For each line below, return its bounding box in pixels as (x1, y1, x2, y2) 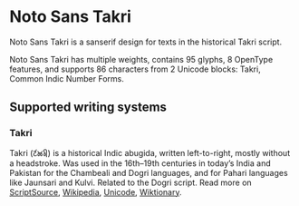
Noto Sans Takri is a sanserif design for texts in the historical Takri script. (9, 36, 283, 47)
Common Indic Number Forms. (9, 73, 124, 83)
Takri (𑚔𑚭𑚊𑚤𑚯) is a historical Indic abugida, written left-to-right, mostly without (9, 147, 291, 158)
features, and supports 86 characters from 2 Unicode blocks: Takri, (9, 64, 261, 74)
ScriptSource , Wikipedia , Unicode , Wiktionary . (9, 186, 182, 197)
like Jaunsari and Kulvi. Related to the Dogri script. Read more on (9, 177, 252, 188)
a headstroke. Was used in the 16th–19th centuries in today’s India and (9, 157, 272, 169)
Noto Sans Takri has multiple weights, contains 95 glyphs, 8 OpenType (9, 54, 274, 64)
